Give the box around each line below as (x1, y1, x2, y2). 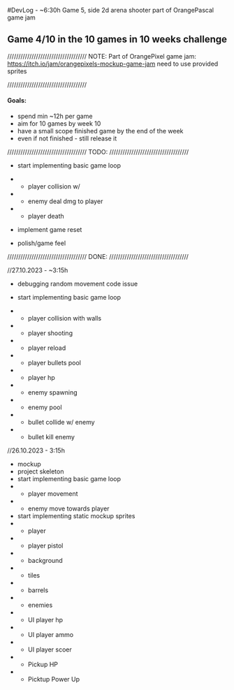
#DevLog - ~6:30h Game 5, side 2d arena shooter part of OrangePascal (7, 6, 214, 14)
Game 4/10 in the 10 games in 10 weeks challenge (7, 34, 228, 45)
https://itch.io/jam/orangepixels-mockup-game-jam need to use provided (7, 59, 219, 68)
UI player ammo (27, 631, 74, 639)
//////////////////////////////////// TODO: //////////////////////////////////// (7, 148, 189, 156)
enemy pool (27, 403, 62, 411)
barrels (27, 586, 49, 594)
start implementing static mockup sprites (17, 512, 136, 520)
